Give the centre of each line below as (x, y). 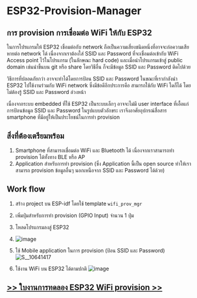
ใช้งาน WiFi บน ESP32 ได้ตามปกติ (51, 268)
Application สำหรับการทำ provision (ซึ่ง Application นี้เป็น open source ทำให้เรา (103, 163)
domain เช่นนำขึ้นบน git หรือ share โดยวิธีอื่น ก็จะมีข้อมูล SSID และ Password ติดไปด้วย (99, 67)
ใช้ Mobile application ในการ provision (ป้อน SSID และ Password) (90, 250)
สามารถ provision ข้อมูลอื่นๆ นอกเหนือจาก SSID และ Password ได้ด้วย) (90, 170)
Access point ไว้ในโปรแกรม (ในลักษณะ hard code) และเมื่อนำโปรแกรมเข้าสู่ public (95, 60)
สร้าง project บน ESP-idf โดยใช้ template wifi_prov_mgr (78, 203)
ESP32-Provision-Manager (74, 11)
